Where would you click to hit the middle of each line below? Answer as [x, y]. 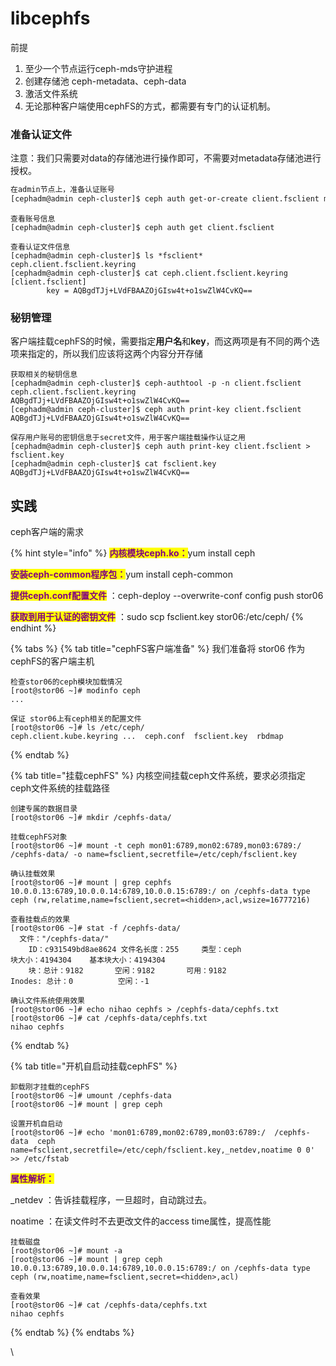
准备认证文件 [41, 134]
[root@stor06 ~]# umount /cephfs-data [91, 1096]
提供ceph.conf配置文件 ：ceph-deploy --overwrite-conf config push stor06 [167, 596]
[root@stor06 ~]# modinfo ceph [75, 691]
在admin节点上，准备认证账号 [62, 190]
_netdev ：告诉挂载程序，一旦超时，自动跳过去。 [111, 1200]
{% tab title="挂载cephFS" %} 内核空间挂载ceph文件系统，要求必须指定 [158, 776]
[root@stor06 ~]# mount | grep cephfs [91, 883]
